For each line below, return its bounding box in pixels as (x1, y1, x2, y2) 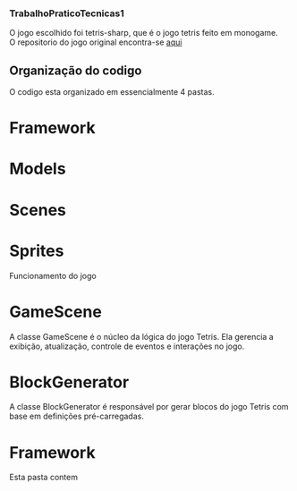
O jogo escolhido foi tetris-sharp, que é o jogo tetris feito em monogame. (9, 28, 279, 38)
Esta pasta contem (9, 472, 79, 483)
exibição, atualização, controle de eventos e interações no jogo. (9, 341, 245, 351)
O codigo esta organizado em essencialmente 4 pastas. (9, 87, 215, 97)
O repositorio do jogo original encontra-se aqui (9, 37, 182, 47)
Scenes (9, 199, 67, 220)
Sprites (9, 241, 64, 261)
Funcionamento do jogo (9, 270, 97, 281)
